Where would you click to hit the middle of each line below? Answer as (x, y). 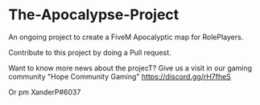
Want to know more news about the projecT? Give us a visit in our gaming (130, 68)
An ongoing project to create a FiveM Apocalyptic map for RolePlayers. (126, 37)
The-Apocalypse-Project (94, 15)
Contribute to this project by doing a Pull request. (90, 52)
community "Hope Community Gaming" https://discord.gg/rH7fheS (120, 76)
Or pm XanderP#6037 (45, 92)
